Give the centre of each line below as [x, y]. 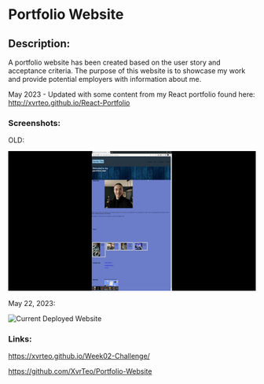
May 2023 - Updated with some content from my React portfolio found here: [132, 94]
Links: [20, 338]
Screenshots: [35, 123]
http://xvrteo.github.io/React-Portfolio [69, 103]
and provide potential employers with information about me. [105, 79]
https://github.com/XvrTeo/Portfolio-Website [80, 371]
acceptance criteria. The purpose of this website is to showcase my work [127, 71]
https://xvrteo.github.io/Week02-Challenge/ [79, 356]
